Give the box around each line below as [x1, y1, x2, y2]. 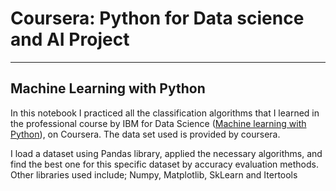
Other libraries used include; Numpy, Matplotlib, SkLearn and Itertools [10, 168, 298, 181]
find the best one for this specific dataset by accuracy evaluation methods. [10, 158, 319, 170]
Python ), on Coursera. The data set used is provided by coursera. [10, 128, 281, 140]
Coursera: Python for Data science [10, 7, 305, 30]
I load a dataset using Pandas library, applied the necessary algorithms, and [10, 147, 323, 159]
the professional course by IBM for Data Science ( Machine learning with [10, 117, 307, 129]
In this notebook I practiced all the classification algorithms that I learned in [10, 107, 320, 119]
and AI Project [10, 28, 130, 51]
